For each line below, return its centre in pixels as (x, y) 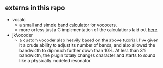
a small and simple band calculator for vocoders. (68, 25)
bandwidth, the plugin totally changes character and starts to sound (87, 55)
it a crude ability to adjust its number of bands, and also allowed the (87, 45)
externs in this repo (35, 8)
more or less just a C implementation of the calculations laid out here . (89, 30)
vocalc (19, 19)
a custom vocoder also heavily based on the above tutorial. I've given (89, 40)
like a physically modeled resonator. (55, 60)
